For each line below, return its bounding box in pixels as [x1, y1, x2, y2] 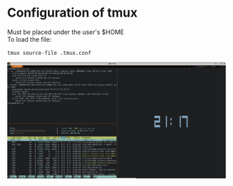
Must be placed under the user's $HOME [7, 28, 125, 36]
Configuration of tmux [7, 5, 138, 21]
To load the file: [7, 35, 52, 43]
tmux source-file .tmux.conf [7, 49, 92, 56]
